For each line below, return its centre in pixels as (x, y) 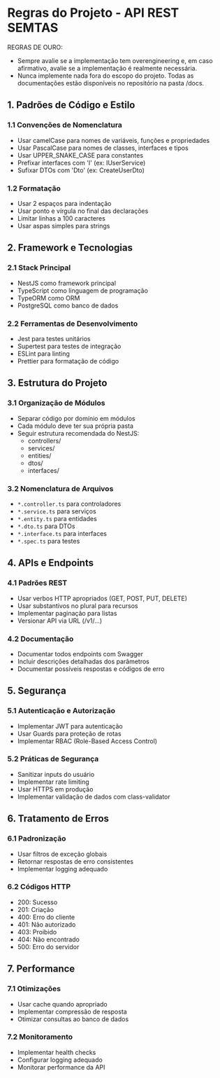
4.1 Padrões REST (37, 583)
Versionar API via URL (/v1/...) (60, 621)
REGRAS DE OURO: (35, 47)
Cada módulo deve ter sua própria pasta (75, 426)
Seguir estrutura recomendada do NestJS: (78, 433)
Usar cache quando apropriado (62, 1004)
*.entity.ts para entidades (57, 518)
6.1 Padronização (37, 838)
